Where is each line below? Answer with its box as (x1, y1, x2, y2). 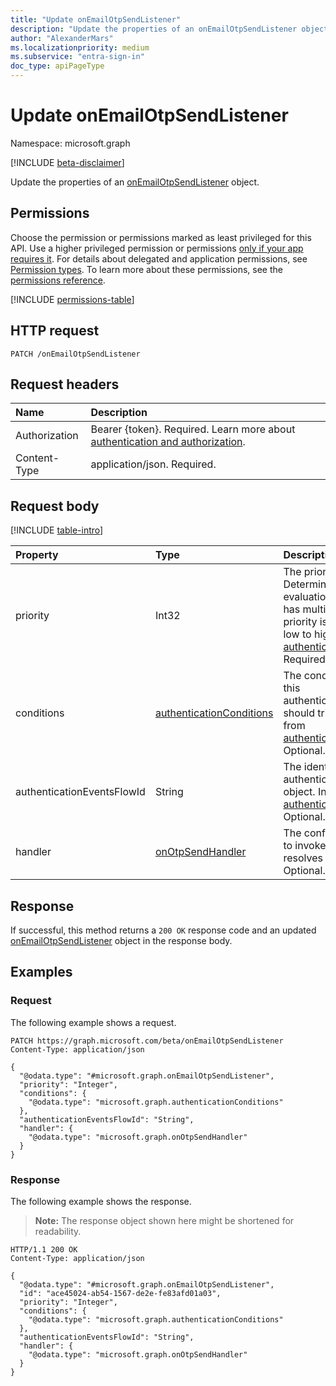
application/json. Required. (90, 457, 217, 471)
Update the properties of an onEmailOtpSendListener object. (10, 176, 260, 188)
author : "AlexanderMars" (10, 33, 114, 43)
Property (15, 548, 59, 562)
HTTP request (10, 322, 100, 340)
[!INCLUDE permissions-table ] (10, 293, 135, 305)
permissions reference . (10, 274, 106, 286)
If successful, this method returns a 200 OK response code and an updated (10, 924, 317, 936)
